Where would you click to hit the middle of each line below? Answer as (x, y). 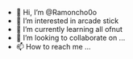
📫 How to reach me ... (53, 47)
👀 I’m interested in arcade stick (67, 21)
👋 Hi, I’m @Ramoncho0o (56, 12)
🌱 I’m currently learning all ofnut (69, 29)
